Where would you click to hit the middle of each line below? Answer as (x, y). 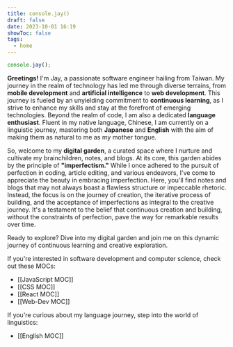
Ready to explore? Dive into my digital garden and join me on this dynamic (113, 237)
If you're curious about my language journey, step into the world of (103, 315)
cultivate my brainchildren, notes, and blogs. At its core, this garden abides (114, 158)
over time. (22, 224)
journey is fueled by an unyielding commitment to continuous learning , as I (115, 100)
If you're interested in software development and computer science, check (114, 258)
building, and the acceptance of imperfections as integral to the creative (111, 202)
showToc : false (29, 33)
